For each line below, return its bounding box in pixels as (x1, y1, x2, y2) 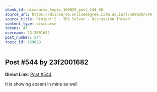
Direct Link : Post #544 (5, 71, 52, 77)
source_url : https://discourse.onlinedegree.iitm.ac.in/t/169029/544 (5, 12, 153, 17)
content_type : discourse (5, 21, 57, 26)
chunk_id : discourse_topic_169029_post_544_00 (5, 7, 103, 12)
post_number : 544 (5, 35, 41, 40)
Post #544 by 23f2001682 (5, 58, 88, 67)
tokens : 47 (5, 26, 28, 31)
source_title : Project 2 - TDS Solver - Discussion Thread (5, 16, 130, 21)
